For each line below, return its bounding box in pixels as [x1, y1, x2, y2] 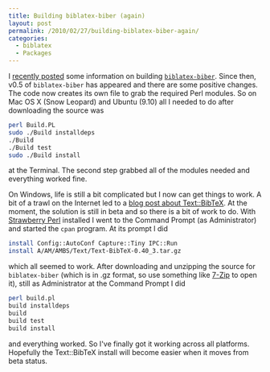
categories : [8, 34, 48, 43]
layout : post [8, 19, 52, 27]
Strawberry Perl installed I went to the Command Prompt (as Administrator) [8, 215, 257, 225]
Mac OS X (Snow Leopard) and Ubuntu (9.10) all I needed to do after [8, 97, 235, 106]
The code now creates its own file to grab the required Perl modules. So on [8, 89, 257, 97]
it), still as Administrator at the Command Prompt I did [8, 279, 186, 288]
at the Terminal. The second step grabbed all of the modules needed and [8, 166, 251, 176]
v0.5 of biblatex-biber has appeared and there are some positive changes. [8, 80, 259, 89]
